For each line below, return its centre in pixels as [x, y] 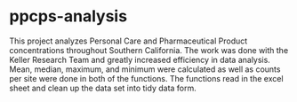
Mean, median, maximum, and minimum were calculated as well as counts [145, 69]
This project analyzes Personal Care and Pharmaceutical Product [128, 41]
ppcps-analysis [68, 16]
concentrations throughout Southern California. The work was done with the [149, 50]
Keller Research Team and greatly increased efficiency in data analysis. [140, 59]
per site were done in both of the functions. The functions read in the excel [146, 78]
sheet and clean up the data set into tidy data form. [103, 88]
